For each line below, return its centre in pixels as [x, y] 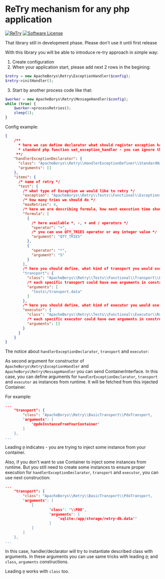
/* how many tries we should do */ [59, 200]
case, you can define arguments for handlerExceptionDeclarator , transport [82, 377]
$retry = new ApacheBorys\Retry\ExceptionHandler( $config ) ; [68, 76]
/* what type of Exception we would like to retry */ [79, 191]
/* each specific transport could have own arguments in [86, 283]
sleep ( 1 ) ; [24, 113]
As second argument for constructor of [45, 361]
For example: [18, 397]
